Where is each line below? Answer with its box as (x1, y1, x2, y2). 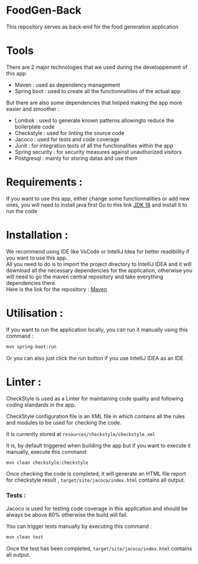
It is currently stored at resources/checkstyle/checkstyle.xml (6, 430, 155, 437)
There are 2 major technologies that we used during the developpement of (6, 63, 188, 70)
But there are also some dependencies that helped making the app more (6, 99, 182, 106)
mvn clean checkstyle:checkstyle (6, 460, 89, 466)
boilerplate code (14, 123, 55, 130)
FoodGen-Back (6, 4, 82, 17)
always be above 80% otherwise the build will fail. (6, 511, 128, 518)
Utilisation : (6, 306, 63, 320)
